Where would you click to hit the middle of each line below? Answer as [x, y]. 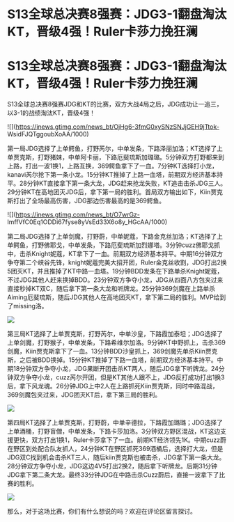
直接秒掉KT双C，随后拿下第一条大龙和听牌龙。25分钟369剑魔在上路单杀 [111, 289]
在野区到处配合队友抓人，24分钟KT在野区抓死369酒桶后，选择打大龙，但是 [115, 449]
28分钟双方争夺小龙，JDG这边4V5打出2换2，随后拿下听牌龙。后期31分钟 [112, 466]
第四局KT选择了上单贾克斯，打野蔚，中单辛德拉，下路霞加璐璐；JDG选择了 [115, 422]
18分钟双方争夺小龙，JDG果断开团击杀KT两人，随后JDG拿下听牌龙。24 [116, 369]
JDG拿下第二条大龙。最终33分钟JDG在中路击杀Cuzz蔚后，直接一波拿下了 [113, 475]
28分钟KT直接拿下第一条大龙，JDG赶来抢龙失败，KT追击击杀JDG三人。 [123, 183]
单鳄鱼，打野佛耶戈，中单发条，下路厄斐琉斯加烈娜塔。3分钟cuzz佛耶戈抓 [114, 245]
